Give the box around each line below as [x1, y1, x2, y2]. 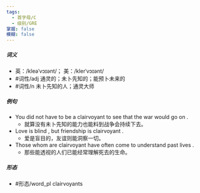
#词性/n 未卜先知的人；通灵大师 [15, 83, 95, 90]
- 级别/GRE [12, 20, 38, 26]
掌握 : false [6, 25, 35, 32]
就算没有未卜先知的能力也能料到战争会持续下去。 [24, 121, 147, 128]
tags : [6, 8, 20, 15]
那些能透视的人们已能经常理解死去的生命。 [24, 149, 131, 156]
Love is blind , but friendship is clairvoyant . [15, 127, 124, 135]
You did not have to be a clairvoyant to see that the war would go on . [15, 113, 189, 121]
